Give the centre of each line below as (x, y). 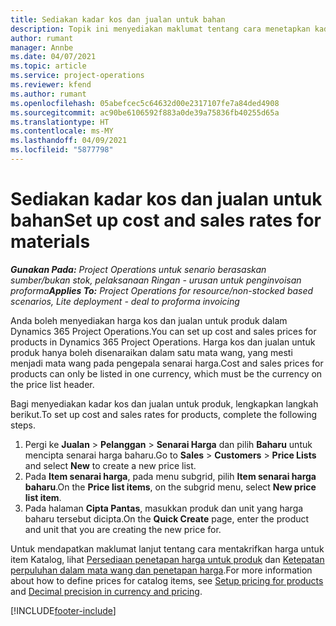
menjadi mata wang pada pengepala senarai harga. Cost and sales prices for (167, 363)
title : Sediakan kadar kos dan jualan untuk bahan (118, 19)
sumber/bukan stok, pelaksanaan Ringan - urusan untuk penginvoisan (156, 280)
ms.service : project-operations (77, 76)
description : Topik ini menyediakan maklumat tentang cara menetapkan (160, 29)
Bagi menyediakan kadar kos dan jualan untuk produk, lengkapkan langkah (164, 403)
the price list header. (52, 384)
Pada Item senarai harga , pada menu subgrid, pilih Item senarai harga (170, 476)
